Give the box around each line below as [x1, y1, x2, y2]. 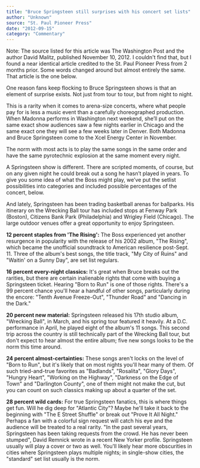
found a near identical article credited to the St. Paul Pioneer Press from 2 [6, 60, 187, 68]
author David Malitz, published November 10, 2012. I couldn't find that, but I [6, 54, 192, 61]
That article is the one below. [6, 73, 78, 80]
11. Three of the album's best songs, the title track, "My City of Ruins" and [6, 250, 188, 258]
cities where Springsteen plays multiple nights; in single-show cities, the [6, 449, 184, 456]
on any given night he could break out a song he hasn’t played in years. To [6, 170, 189, 177]
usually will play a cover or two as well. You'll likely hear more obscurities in [6, 443, 192, 450]
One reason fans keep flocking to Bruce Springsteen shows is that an [6, 84, 177, 91]
